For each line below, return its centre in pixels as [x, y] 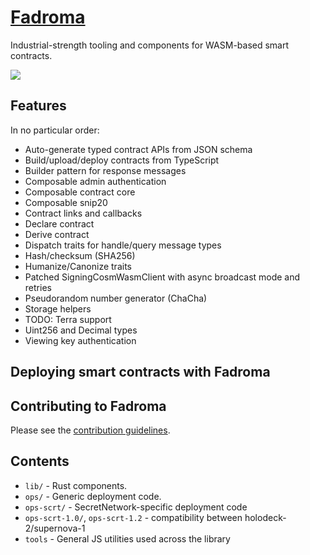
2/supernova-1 [55, 528]
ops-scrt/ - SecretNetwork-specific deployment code [136, 507]
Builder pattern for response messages [105, 170]
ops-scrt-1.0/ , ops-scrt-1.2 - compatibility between [133, 517]
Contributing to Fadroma [88, 406]
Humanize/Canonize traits [78, 266]
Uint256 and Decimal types [81, 330]
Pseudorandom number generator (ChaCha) [116, 298]
